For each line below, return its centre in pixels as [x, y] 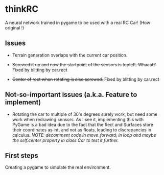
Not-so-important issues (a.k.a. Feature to [71, 95]
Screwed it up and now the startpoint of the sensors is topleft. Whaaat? [84, 64]
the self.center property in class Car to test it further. [65, 140]
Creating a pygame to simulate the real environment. [58, 167]
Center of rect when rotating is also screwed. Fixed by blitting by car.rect [86, 79]
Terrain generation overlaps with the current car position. [70, 55]
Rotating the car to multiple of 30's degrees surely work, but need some [85, 114]
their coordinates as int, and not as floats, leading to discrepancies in [82, 130]
